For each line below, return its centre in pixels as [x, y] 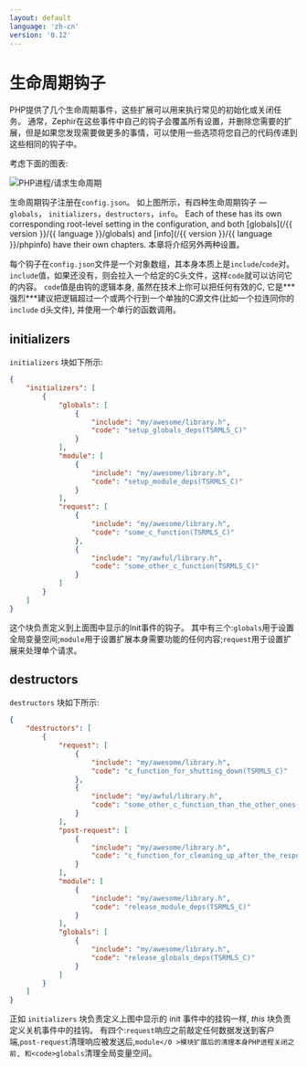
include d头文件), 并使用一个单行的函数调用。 [95, 310]
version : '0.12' [40, 35]
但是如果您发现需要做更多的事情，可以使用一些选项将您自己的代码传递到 [161, 132]
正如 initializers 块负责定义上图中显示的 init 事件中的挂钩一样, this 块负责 [150, 1019]
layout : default [40, 18]
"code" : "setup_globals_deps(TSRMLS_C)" [169, 430]
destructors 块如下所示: [54, 703]
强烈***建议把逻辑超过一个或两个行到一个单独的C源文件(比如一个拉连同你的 [152, 299]
